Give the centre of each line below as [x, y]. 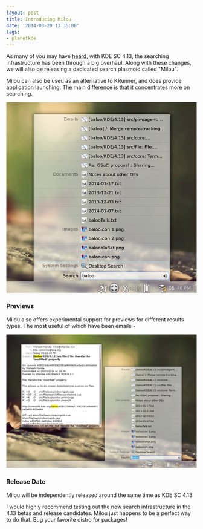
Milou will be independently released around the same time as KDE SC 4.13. [100, 495]
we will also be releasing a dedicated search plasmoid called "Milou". [92, 69]
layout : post [23, 13]
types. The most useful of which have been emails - [71, 326]
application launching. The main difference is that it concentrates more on [98, 87]
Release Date [26, 482]
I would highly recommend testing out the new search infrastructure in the [98, 507]
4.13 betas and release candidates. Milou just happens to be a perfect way [99, 513]
